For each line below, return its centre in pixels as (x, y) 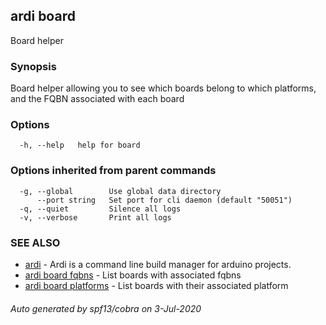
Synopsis (33, 66)
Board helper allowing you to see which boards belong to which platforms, (163, 88)
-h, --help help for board (80, 145)
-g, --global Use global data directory (120, 191)
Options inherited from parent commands (113, 171)
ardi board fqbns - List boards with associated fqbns (133, 275)
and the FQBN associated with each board (97, 99)
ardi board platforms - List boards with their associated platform (156, 285)
